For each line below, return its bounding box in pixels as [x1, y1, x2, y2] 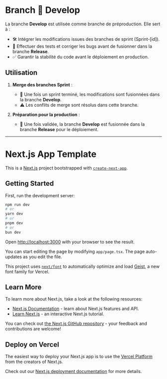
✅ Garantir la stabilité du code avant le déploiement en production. [12, 54, 149, 60]
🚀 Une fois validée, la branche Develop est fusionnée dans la [19, 121, 145, 127]
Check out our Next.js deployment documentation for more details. [5, 369, 142, 375]
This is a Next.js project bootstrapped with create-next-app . [5, 165, 128, 171]
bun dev [5, 229, 21, 235]
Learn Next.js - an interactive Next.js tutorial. [12, 311, 104, 317]
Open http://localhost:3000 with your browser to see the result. [5, 238, 135, 245]
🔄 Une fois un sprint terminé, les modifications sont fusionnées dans [19, 91, 160, 97]
